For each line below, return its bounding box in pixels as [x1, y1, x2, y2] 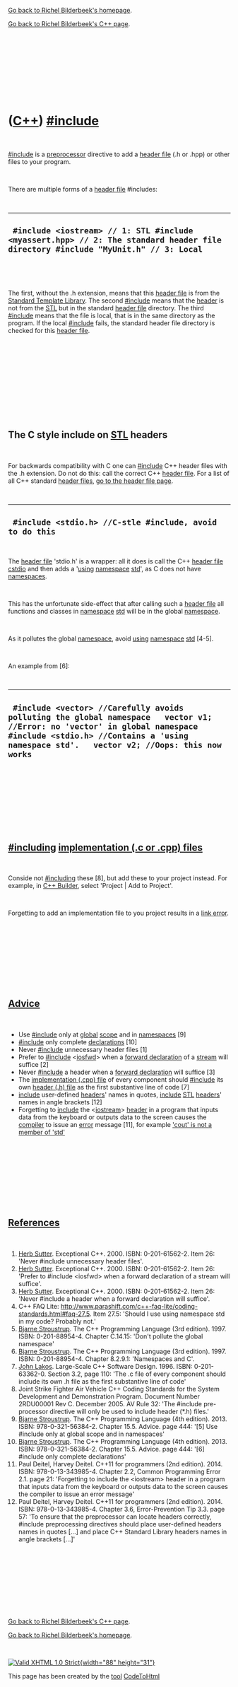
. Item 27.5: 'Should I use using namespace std [89, 1309, 225, 1318]
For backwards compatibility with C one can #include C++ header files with [8, 461, 228, 469]
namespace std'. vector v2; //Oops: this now [8, 740, 222, 750]
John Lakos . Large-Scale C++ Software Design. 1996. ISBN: [18, 1362, 193, 1370]
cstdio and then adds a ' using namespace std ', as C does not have [8, 565, 201, 573]
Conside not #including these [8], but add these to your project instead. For [8, 874, 228, 882]
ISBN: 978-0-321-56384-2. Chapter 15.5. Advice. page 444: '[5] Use [18, 1422, 218, 1430]
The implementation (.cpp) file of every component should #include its [18, 1075, 224, 1084]
